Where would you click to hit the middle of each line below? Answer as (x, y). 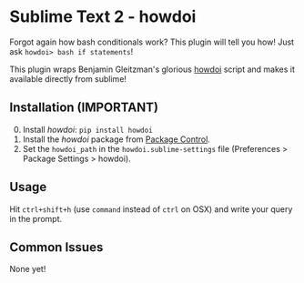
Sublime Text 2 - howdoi (103, 17)
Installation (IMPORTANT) (84, 108)
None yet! (28, 269)
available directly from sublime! (68, 78)
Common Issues (56, 247)
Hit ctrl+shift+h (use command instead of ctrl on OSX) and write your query (151, 209)
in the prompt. (36, 218)
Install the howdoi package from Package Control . (117, 139)
